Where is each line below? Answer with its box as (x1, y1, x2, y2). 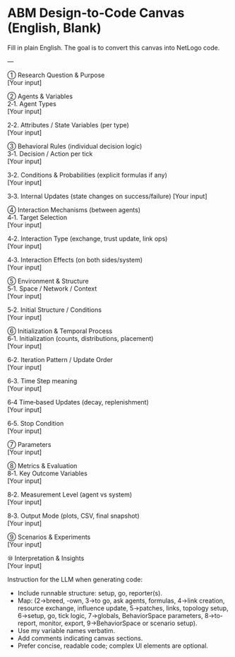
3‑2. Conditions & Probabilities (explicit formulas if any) (7, 170, 167, 179)
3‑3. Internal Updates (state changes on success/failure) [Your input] (7, 192, 207, 200)
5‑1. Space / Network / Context (7, 284, 97, 293)
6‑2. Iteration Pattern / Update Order (7, 355, 113, 364)
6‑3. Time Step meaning (7, 376, 78, 385)
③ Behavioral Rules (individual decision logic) (7, 141, 143, 150)
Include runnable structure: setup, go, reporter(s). (17, 588, 162, 597)
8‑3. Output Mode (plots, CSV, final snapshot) (7, 511, 140, 520)
